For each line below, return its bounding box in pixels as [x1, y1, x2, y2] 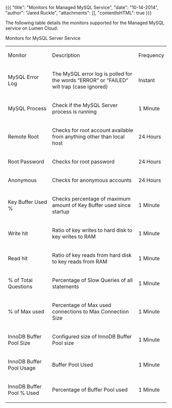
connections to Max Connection [52, 308, 129, 315]
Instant [138, 77, 155, 84]
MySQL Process [8, 105, 47, 112]
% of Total [8, 277, 33, 283]
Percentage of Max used [52, 302, 112, 309]
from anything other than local [52, 133, 125, 140]
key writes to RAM [52, 233, 96, 240]
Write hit [8, 230, 28, 237]
